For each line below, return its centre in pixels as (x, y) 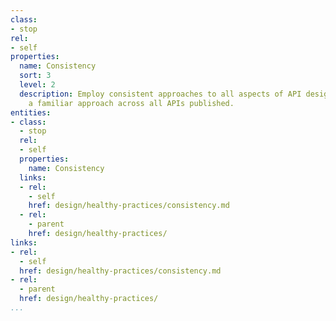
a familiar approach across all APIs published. (131, 103)
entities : (31, 112)
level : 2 (37, 85)
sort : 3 (35, 76)
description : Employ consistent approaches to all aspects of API (160, 94)
